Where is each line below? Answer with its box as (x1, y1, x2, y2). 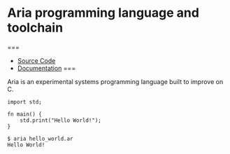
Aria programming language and (7, 5, 199, 21)
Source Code (17, 56, 56, 64)
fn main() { (7, 111, 42, 118)
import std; (7, 98, 42, 106)
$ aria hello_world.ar (7, 135, 73, 142)
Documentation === (17, 64, 76, 72)
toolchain (7, 20, 64, 36)
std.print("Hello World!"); (20, 117, 101, 124)
